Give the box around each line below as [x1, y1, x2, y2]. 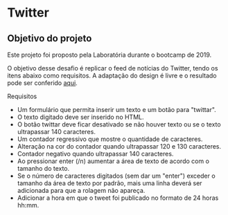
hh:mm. [17, 201, 40, 209]
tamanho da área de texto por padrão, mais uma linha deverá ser [17, 179, 202, 187]
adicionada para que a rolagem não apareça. [17, 187, 146, 194]
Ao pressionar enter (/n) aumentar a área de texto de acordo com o [17, 157, 210, 165]
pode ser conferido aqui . [7, 79, 78, 87]
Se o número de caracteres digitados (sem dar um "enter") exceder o [17, 171, 216, 180]
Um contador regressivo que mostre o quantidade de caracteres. [17, 135, 203, 143]
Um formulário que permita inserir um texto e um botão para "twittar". [17, 106, 216, 113]
